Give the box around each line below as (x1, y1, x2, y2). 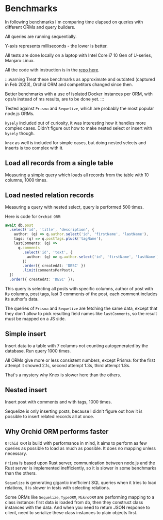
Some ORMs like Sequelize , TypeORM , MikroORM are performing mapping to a (5, 494, 154, 500)
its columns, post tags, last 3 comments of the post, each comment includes (5, 291, 158, 297)
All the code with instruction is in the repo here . (5, 67, 99, 73)
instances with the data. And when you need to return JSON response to (5, 504, 150, 510)
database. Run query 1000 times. (5, 348, 71, 353)
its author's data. (5, 296, 39, 302)
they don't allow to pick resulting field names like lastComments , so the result (5, 310, 157, 316)
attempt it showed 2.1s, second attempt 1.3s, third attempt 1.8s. (5, 362, 130, 368)
